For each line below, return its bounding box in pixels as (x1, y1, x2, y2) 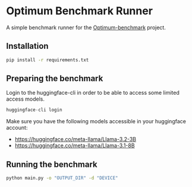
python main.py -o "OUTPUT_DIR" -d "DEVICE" (6, 175, 118, 181)
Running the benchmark (6, 159, 97, 169)
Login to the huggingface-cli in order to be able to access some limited (6, 89, 180, 96)
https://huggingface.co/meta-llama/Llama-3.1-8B (14, 142, 135, 149)
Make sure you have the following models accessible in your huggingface (6, 118, 186, 125)
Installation (6, 41, 49, 51)
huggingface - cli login (6, 107, 62, 113)
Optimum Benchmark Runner (6, 4, 153, 18)
